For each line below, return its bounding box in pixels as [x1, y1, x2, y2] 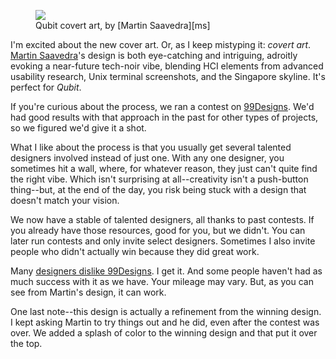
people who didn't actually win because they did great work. [10, 246, 260, 257]
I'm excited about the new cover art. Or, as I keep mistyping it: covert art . [10, 39, 312, 50]
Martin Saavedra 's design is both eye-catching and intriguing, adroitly [10, 50, 298, 61]
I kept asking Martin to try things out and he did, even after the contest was [10, 316, 320, 328]
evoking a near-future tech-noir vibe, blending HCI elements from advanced [10, 60, 324, 72]
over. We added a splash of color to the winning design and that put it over [10, 327, 318, 339]
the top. [10, 338, 43, 349]
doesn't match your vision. [10, 195, 120, 206]
